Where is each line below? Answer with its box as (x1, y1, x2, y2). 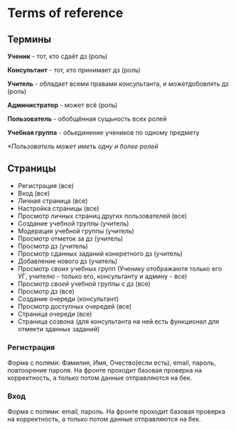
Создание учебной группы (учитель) (17, 219, 129, 228)
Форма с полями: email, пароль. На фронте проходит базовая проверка (7, 407, 226, 416)
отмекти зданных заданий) (17, 324, 100, 333)
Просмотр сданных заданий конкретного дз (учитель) (17, 249, 183, 258)
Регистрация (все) (17, 181, 75, 189)
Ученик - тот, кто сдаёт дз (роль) (7, 52, 108, 60)
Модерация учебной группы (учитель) (17, 226, 135, 235)
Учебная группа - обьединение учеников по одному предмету (7, 128, 200, 136)
